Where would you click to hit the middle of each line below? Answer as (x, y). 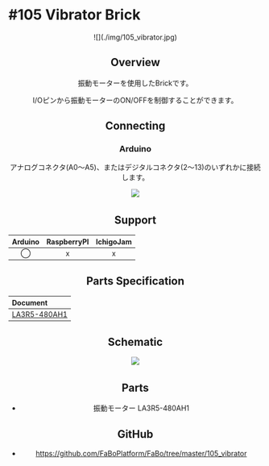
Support (135, 220)
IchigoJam (114, 241)
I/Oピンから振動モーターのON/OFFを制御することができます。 (135, 100)
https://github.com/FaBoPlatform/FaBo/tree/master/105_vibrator (141, 454)
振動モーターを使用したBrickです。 (135, 83)
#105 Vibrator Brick (74, 15)
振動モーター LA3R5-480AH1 (141, 408)
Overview (135, 62)
